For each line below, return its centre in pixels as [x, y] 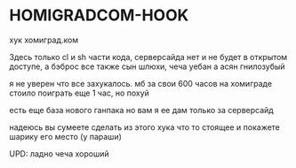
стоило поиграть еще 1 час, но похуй [79, 93]
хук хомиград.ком [44, 40]
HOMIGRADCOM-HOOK [99, 15]
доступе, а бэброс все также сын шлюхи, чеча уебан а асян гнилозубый [148, 66]
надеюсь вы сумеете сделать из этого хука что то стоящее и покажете [144, 127]
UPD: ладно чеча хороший [59, 153]
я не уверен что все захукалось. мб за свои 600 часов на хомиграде [141, 83]
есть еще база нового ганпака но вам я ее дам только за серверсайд [141, 110]
